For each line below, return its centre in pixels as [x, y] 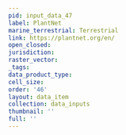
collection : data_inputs [49, 104]
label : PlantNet [35, 23]
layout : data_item [38, 97]
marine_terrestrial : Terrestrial [63, 30]
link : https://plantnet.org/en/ [61, 38]
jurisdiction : [32, 52]
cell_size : [26, 82]
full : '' [23, 119]
